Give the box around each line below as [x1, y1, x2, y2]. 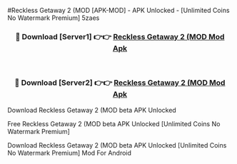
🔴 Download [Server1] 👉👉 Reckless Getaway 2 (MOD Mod [15, 31, 225, 41]
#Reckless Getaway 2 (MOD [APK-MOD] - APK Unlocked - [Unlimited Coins [7, 6, 230, 14]
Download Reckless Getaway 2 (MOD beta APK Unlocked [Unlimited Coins [7, 140, 227, 149]
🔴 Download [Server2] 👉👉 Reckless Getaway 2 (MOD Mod [14, 78, 226, 88]
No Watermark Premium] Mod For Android [7, 148, 132, 157]
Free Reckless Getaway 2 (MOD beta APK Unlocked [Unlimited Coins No [7, 119, 221, 128]
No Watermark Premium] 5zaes [7, 14, 100, 22]
